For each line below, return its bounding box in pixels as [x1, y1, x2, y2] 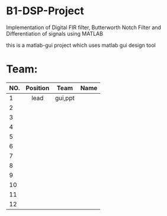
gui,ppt [55, 94, 75, 102]
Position [25, 84, 50, 92]
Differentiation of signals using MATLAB [6, 30, 104, 37]
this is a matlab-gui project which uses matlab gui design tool [6, 42, 156, 49]
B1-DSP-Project [6, 4, 84, 18]
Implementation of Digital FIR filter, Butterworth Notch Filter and [6, 24, 162, 31]
